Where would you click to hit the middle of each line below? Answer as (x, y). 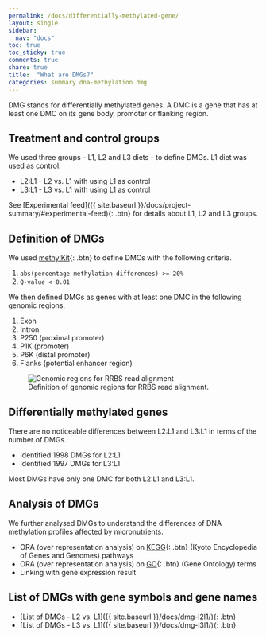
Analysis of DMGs (54, 504)
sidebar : (23, 30)
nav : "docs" (35, 38)
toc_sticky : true (37, 53)
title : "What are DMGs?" (51, 75)
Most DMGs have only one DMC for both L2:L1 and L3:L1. (101, 479)
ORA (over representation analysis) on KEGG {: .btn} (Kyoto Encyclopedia (139, 547)
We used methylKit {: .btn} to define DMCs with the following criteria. (120, 258)
